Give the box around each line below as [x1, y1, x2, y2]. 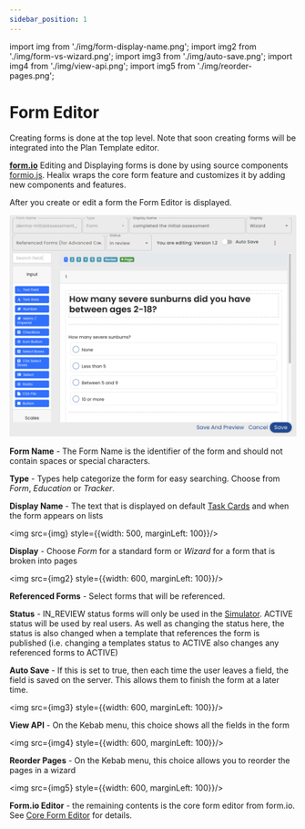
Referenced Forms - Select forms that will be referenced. [9, 591, 226, 602]
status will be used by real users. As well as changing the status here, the [9, 618, 285, 629]
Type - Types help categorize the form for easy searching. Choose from [9, 473, 280, 484]
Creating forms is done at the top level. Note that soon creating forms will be [9, 132, 297, 143]
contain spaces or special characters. [9, 456, 151, 467]
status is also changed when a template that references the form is [9, 628, 260, 639]
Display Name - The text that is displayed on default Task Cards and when [9, 500, 290, 511]
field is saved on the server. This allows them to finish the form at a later [9, 675, 280, 686]
